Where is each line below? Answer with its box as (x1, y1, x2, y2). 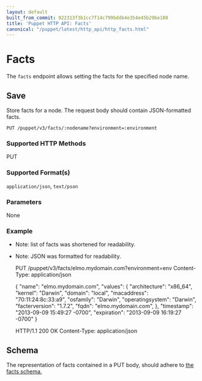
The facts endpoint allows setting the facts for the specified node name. (6, 73, 190, 80)
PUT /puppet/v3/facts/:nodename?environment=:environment (6, 125, 157, 131)
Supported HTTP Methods (6, 139, 86, 148)
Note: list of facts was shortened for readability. (15, 241, 136, 248)
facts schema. (6, 368, 42, 375)
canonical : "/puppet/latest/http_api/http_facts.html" (6, 26, 149, 32)
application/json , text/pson (6, 182, 78, 190)
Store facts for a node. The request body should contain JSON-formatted (6, 107, 192, 114)
